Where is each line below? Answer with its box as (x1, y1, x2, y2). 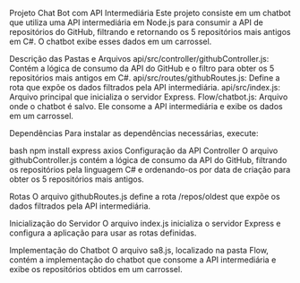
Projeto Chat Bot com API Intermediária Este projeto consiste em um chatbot (9, 8, 291, 18)
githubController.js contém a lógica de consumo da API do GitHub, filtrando (9, 155, 287, 165)
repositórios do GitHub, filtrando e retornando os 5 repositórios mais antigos (9, 27, 291, 37)
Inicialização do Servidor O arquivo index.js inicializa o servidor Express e (9, 219, 281, 228)
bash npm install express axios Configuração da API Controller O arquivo (9, 145, 279, 156)
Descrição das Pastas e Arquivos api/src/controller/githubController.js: (9, 54, 270, 64)
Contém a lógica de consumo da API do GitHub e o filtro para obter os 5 (9, 63, 275, 73)
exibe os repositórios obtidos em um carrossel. (9, 264, 183, 274)
